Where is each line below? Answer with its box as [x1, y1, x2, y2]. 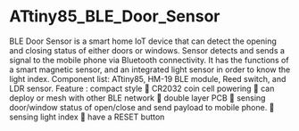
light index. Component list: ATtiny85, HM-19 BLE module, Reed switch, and [9, 73, 287, 84]
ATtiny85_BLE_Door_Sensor [9, 6, 220, 27]
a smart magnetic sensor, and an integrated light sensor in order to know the [9, 64, 291, 75]
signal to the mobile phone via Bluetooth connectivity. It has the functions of [9, 54, 289, 65]
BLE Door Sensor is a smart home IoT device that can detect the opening [9, 36, 277, 46]
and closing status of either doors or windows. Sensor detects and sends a [9, 45, 286, 55]
